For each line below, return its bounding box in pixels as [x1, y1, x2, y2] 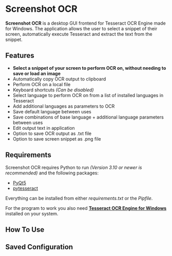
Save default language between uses [12, 108, 91, 114]
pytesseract [12, 185, 39, 191]
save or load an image [12, 70, 61, 76]
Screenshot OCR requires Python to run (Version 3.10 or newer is [5, 164, 142, 170]
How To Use [5, 225, 45, 234]
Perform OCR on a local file [12, 81, 71, 87]
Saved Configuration [5, 243, 73, 251]
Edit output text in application [12, 125, 75, 131]
